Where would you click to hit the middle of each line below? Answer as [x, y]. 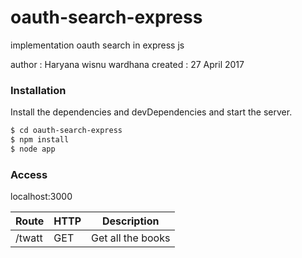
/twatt [29, 238]
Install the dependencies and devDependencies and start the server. [151, 112]
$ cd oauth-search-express [66, 131]
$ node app [33, 149]
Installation [38, 90]
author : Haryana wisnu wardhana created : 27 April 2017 [127, 64]
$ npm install [40, 140]
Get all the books [131, 238]
